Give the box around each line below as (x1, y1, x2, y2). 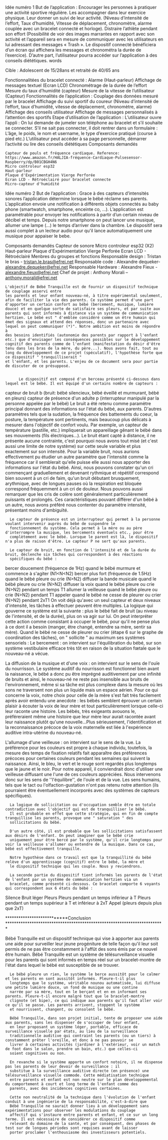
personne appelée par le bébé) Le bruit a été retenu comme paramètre (5, 401, 151, 406)
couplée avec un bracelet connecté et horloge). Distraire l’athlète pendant (5, 26, 158, 32)
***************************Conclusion (5, 915, 91, 921)
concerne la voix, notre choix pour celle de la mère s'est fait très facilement (5, 692, 161, 698)
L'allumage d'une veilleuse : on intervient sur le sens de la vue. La (5, 739, 141, 745)
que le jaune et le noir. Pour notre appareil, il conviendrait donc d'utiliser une (5, 766, 163, 772)
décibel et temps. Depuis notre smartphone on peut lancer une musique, (5, 217, 155, 223)
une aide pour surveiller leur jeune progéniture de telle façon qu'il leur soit (5, 941, 158, 947)
